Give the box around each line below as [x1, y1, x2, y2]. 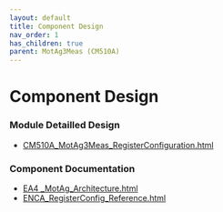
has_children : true [9, 38, 84, 48]
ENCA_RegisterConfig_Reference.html [22, 192, 167, 203]
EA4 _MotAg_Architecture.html [22, 183, 138, 194]
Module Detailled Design [9, 119, 120, 132]
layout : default [9, 13, 71, 23]
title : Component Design [9, 22, 104, 31]
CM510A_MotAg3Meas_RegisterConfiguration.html [22, 139, 214, 150]
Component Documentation [9, 162, 136, 175]
